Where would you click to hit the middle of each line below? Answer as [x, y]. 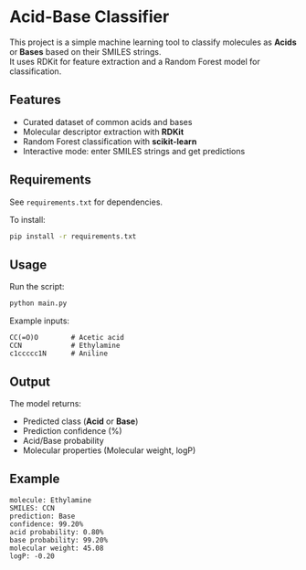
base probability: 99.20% [58, 540]
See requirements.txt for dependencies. [86, 202]
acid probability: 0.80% [57, 532]
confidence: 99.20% [47, 524]
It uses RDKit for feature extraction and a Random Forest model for [135, 61]
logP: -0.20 [32, 556]
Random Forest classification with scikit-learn [110, 141]
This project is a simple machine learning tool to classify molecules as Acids [153, 42]
